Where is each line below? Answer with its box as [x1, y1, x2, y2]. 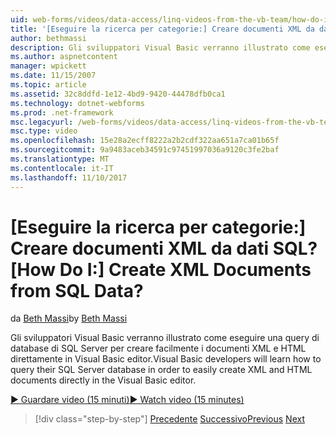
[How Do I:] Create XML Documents [10, 258, 312, 281]
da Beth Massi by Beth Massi [10, 312, 128, 325]
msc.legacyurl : [10, 117, 74, 127]
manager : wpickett [10, 61, 87, 71]
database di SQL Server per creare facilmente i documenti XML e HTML [10, 342, 307, 355]
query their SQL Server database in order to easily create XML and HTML [10, 364, 313, 376]
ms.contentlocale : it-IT [10, 163, 114, 173]
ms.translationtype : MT [10, 154, 110, 164]
